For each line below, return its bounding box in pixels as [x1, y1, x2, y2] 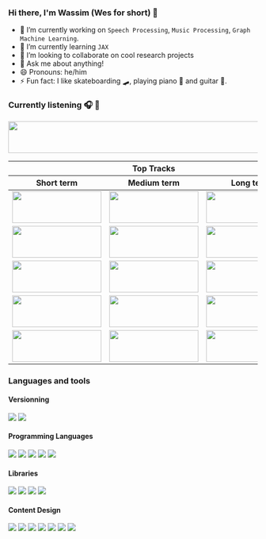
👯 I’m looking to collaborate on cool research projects [19, 51, 194, 60]
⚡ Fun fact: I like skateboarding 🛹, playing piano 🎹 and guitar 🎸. [19, 76, 227, 86]
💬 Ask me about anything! [19, 59, 104, 68]
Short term [36, 177, 78, 188]
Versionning [8, 395, 50, 404]
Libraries [8, 468, 38, 478]
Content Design [8, 505, 61, 514]
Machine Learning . [19, 33, 79, 43]
